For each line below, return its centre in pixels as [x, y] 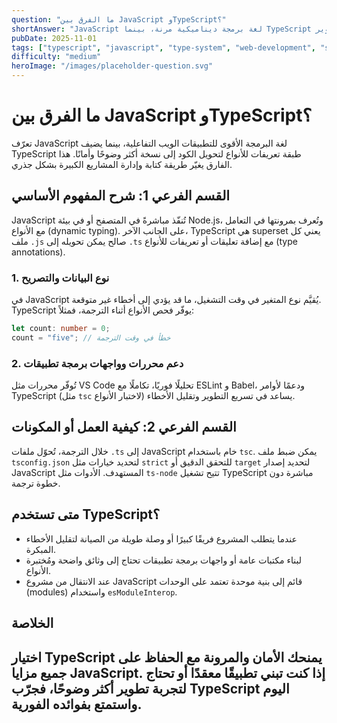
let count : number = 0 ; [61, 329]
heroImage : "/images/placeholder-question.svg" [112, 66]
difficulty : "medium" [56, 57]
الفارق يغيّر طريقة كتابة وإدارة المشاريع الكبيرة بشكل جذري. [122, 164]
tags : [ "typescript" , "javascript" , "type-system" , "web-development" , [163, 47]
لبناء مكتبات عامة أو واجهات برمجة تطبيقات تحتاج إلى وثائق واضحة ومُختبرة [163, 560]
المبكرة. [41, 549]
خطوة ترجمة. [36, 483]
